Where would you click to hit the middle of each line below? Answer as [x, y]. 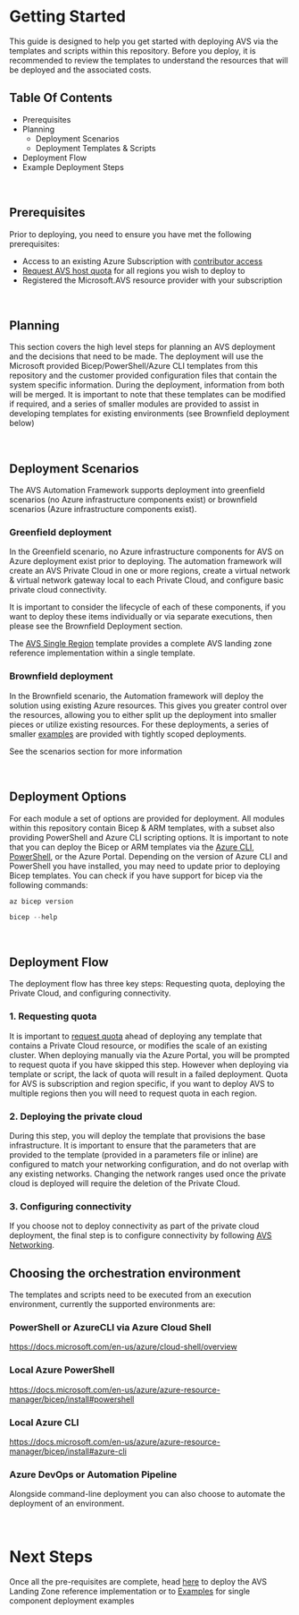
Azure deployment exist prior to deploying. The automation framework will [146, 561]
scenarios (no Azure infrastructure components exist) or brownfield [133, 500]
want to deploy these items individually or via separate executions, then [141, 617]
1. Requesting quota [53, 1016]
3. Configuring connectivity [71, 1206]
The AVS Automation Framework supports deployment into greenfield [137, 491]
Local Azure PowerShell [62, 1370]
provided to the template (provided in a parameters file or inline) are [134, 1154]
